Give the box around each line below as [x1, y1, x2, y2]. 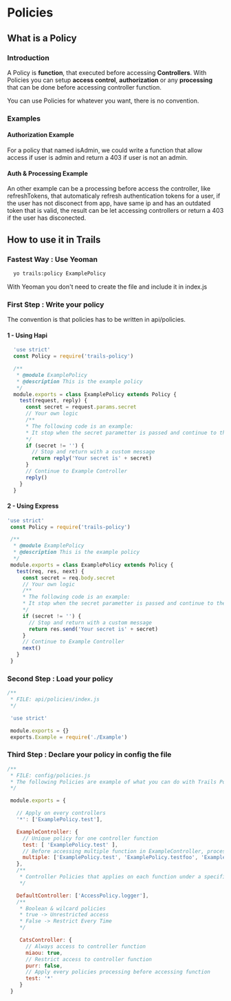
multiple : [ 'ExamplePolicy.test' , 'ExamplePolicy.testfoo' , [22, 854, 198, 861]
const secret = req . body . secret [22, 574, 115, 581]
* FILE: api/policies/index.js [10, 696, 100, 703]
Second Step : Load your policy [7, 674, 113, 683]
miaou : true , [25, 949, 63, 956]
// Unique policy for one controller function [22, 835, 158, 842]
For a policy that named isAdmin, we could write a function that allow [7, 146, 203, 154]
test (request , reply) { [19, 398, 88, 404]
